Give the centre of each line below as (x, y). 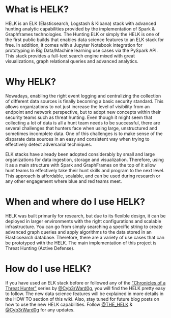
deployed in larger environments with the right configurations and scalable (83, 221)
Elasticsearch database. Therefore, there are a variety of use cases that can (85, 237)
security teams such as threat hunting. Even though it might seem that (79, 117)
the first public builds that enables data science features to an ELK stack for (85, 40)
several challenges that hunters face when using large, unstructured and (81, 128)
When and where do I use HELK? (75, 202)
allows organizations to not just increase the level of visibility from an (78, 106)
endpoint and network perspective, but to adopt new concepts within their (83, 112)
